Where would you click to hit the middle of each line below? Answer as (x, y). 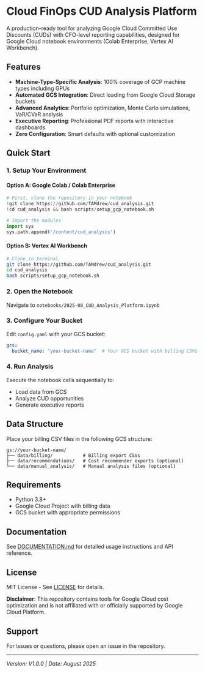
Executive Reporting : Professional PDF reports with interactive (94, 121)
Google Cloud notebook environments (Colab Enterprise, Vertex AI (90, 41)
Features (23, 67)
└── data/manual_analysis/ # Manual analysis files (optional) (91, 466)
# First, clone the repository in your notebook (69, 198)
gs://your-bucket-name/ (37, 450)
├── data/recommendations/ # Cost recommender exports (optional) (95, 461)
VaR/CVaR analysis (39, 114)
